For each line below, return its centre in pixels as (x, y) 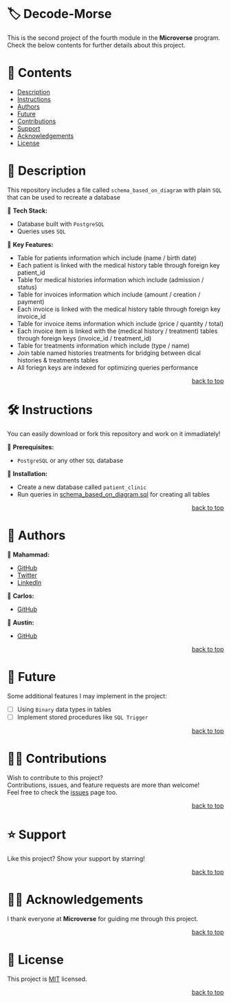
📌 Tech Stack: (27, 211)
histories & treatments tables (57, 360)
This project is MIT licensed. (47, 979)
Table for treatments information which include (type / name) (103, 345)
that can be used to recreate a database (64, 197)
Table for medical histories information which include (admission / (110, 279)
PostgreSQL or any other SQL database (70, 460)
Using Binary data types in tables (64, 709)
